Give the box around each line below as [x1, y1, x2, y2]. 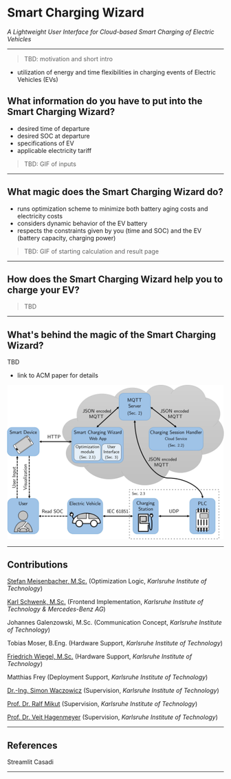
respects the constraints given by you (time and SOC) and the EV [16, 226, 202, 235]
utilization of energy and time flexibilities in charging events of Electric [16, 67, 217, 76]
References [7, 739, 58, 751]
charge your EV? [7, 284, 80, 295]
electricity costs [16, 211, 63, 220]
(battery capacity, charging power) [16, 233, 116, 242]
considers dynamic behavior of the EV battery [16, 219, 148, 227]
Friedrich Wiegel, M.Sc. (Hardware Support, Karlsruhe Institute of [7, 652, 192, 661]
